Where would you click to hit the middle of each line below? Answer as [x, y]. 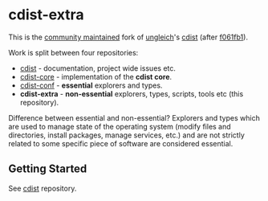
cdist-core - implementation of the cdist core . [96, 76]
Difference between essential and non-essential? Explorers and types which [134, 117]
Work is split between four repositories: [73, 52]
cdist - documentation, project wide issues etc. [98, 68]
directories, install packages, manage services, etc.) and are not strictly [126, 135]
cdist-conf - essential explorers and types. [91, 85]
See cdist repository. [43, 188]
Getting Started [48, 169]
